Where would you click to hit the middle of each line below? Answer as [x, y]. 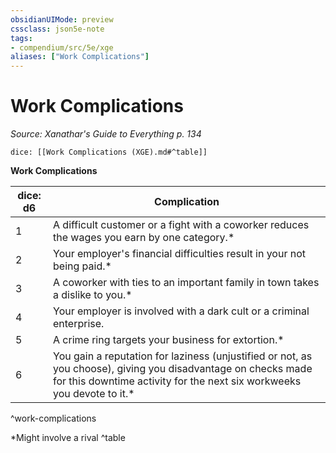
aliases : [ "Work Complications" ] [80, 57]
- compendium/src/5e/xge [62, 47]
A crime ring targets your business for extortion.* [169, 340]
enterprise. [79, 324]
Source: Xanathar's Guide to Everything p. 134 [106, 134]
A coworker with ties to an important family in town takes [186, 283]
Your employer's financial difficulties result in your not [179, 254]
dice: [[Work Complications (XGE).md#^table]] [109, 152]
